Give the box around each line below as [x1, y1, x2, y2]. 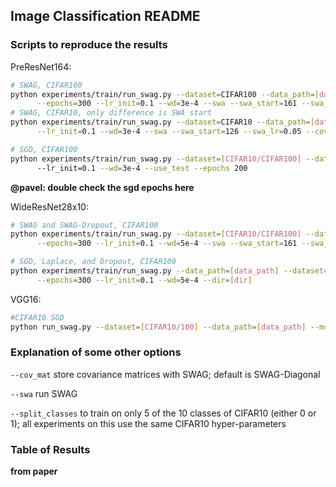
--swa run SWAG [10, 387, 78, 399]
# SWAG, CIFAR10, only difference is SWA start [10, 108, 213, 118]
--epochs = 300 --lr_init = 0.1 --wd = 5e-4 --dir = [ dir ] [36, 275, 253, 285]
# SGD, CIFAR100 [10, 144, 78, 154]
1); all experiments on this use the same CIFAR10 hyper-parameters [10, 417, 287, 429]
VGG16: [10, 293, 42, 305]
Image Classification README [10, 8, 201, 25]
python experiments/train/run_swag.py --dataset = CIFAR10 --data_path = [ [10, 117, 315, 128]
